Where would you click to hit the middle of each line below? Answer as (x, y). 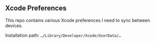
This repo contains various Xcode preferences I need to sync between (78, 20)
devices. (14, 25)
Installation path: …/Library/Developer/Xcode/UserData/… (63, 35)
